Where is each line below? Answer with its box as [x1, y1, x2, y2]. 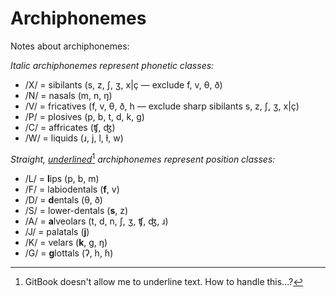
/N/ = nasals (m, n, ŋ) [24, 89, 113, 101]
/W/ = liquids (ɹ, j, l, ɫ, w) [24, 132, 124, 144]
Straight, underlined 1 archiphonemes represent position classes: [10, 151, 276, 165]
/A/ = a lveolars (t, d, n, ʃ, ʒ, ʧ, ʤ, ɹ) [24, 215, 169, 227]
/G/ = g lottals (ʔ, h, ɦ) [24, 247, 114, 259]
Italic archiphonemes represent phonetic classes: [10, 59, 215, 71]
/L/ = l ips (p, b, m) [24, 172, 100, 184]
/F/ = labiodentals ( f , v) [24, 183, 120, 195]
